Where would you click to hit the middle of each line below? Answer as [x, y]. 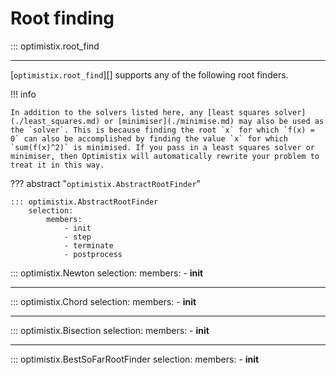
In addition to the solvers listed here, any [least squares [140, 112]
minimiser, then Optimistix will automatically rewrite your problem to [165, 156]
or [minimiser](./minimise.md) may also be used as [214, 121]
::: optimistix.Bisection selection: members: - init [110, 330]
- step [77, 237]
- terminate [88, 245]
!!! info [23, 94]
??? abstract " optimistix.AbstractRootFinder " [106, 183]
